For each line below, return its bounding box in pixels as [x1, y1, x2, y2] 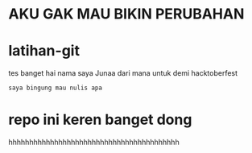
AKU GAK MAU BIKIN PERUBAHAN [8, 5, 245, 23]
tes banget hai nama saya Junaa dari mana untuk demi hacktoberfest [8, 68, 238, 78]
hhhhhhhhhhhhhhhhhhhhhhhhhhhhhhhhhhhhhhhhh [8, 138, 180, 147]
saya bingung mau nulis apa [8, 84, 103, 93]
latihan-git [8, 42, 81, 60]
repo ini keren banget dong [8, 110, 192, 129]
